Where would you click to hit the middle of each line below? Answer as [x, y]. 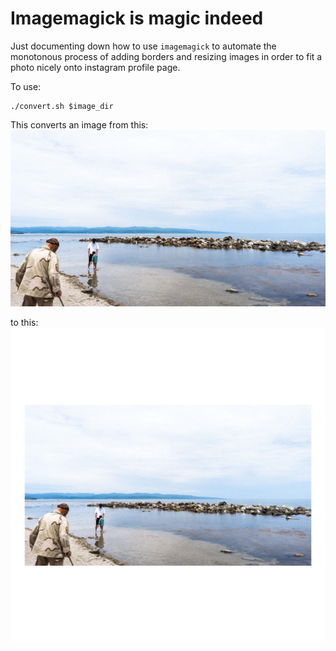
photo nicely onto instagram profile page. [95, 67]
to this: [24, 323]
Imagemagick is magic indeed [137, 18]
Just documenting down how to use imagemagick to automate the [143, 46]
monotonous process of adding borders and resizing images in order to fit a [166, 56]
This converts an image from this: [79, 124]
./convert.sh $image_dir [62, 106]
